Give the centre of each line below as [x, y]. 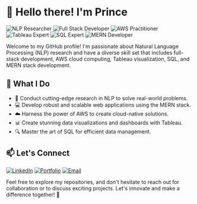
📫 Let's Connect [38, 153]
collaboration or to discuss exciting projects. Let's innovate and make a [93, 188]
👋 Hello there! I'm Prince [67, 12]
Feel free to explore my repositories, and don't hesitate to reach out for [93, 182]
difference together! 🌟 [33, 195]
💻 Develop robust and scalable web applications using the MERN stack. [103, 105]
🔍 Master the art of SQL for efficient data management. [83, 131]
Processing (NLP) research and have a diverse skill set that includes [89, 52]
